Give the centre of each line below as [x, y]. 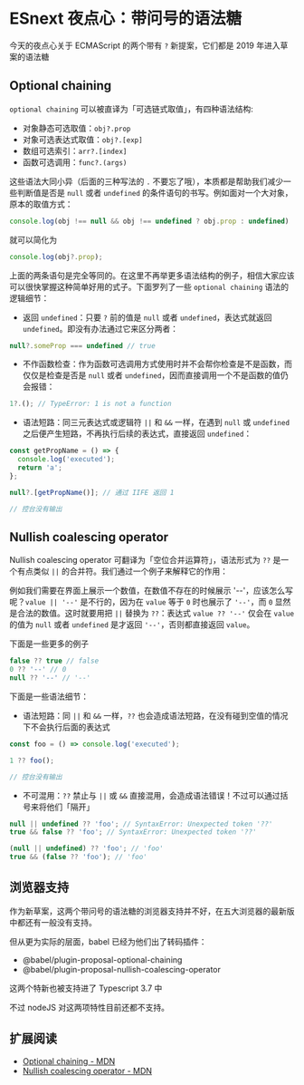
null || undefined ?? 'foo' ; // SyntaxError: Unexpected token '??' [141, 824]
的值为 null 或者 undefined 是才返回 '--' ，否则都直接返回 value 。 [132, 625]
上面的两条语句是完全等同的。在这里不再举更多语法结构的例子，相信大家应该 [152, 275]
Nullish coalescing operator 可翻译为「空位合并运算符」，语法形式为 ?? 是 [145, 560]
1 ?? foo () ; [32, 760]
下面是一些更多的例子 [49, 644]
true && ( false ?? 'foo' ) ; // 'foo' [78, 857]
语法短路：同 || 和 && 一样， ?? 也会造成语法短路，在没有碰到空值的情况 [155, 715]
